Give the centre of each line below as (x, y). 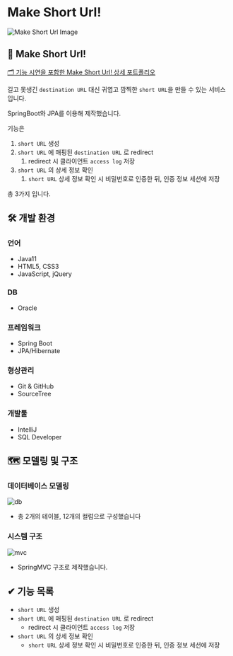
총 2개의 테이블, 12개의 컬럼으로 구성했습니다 (79, 517)
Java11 (27, 259)
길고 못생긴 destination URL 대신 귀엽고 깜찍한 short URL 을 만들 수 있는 (107, 89)
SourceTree (34, 394)
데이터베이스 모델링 (38, 485)
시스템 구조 (25, 536)
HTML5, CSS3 (38, 267)
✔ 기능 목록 (31, 591)
